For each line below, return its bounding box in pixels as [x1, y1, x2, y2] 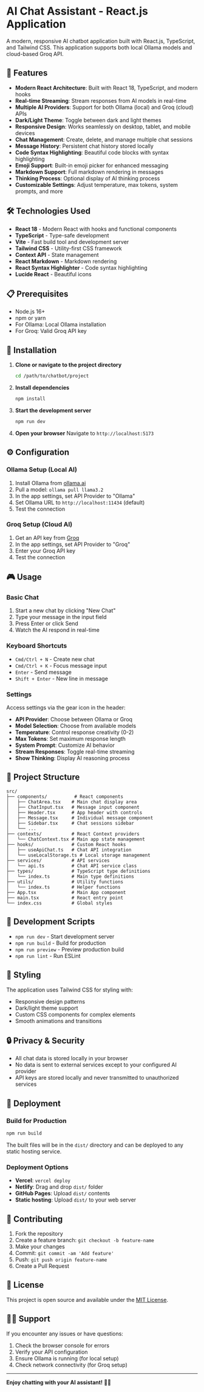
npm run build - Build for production [15, 939, 106, 946]
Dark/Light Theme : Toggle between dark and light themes [15, 116, 162, 124]
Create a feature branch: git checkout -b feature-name [15, 1237, 155, 1243]
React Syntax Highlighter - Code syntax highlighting [15, 264, 148, 271]
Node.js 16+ [15, 308, 46, 315]
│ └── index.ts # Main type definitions [6, 873, 135, 880]
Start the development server [15, 407, 92, 414]
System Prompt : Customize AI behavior [15, 741, 115, 749]
